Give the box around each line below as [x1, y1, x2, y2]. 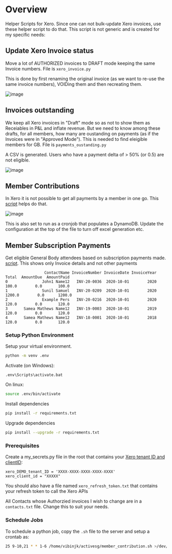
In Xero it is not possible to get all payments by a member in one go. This [5, 195, 159, 202]
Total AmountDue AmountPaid [5, 275, 70, 280]
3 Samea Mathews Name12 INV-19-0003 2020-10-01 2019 [5, 306, 157, 312]
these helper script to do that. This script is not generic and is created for [5, 26, 160, 32]
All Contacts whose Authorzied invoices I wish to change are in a [5, 498, 142, 505]
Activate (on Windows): [5, 363, 55, 369]
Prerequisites [5, 442, 39, 449]
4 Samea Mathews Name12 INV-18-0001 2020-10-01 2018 [5, 315, 157, 320]
